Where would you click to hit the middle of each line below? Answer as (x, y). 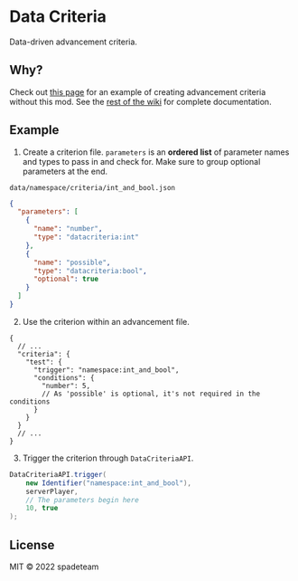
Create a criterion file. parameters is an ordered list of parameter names (156, 152)
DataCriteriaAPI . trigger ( (58, 474)
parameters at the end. (65, 171)
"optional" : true (66, 279)
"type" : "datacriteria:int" (86, 237)
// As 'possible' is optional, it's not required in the (151, 394)
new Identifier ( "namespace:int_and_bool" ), (109, 483)
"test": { (44, 362)
